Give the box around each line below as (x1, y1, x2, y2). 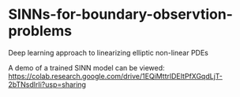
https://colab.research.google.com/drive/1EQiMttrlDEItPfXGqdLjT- (8, 71, 223, 81)
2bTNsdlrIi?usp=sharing (8, 80, 87, 89)
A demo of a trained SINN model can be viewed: (8, 63, 165, 72)
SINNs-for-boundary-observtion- (8, 5, 233, 23)
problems (8, 22, 73, 40)
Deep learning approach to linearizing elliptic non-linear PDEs (8, 48, 209, 57)
